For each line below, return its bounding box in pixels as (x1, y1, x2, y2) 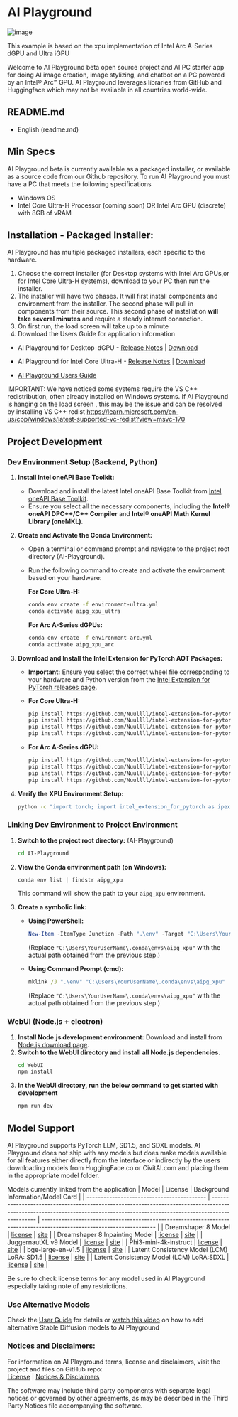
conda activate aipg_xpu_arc (28, 641, 115, 648)
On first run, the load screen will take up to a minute (17, 322, 169, 331)
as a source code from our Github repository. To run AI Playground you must (7, 172, 230, 181)
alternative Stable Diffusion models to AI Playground (7, 1323, 159, 1332)
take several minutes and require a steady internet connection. (17, 314, 203, 323)
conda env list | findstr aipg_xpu (17, 876, 123, 884)
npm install (17, 1068, 53, 1076)
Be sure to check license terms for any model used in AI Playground (7, 1274, 205, 1283)
